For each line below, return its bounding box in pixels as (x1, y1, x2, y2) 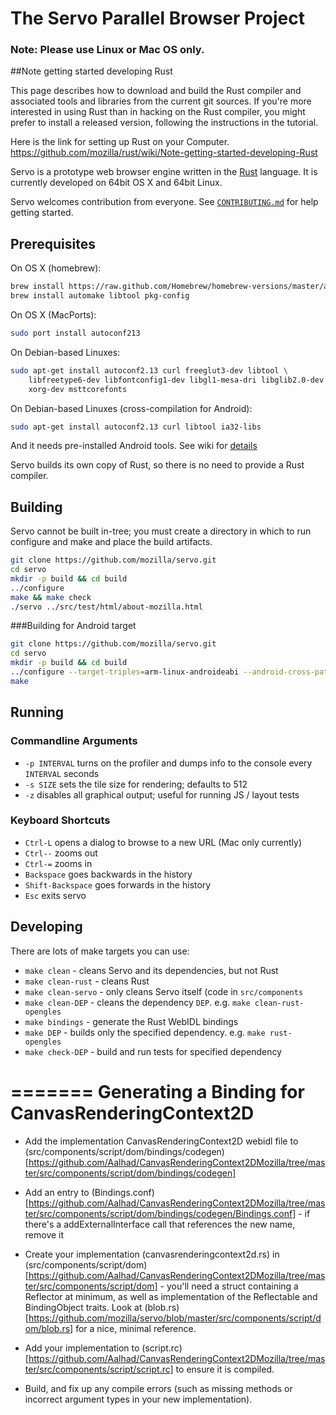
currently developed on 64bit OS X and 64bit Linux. (10, 177, 223, 189)
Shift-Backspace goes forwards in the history (24, 878, 212, 891)
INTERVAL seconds (24, 767, 100, 779)
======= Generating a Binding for (10, 1080, 305, 1103)
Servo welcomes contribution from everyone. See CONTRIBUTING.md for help (10, 196, 319, 208)
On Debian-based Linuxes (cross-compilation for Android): (10, 402, 253, 414)
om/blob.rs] (24, 1322, 74, 1334)
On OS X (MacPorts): (10, 309, 97, 321)
